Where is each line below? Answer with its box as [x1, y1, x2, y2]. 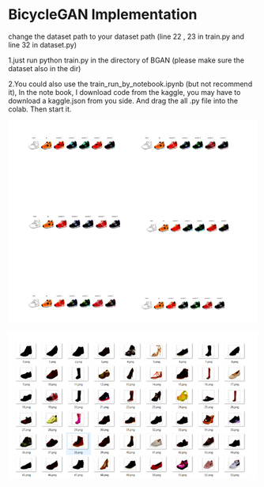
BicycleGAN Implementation [8, 6, 198, 24]
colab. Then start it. [8, 104, 72, 114]
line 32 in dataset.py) [8, 40, 77, 49]
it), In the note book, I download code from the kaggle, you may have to [8, 87, 241, 96]
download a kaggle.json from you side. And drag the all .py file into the [8, 96, 239, 105]
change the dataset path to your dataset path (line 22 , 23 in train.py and [8, 32, 245, 41]
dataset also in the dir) [8, 63, 81, 73]
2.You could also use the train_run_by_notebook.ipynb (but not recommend [8, 79, 253, 89]
